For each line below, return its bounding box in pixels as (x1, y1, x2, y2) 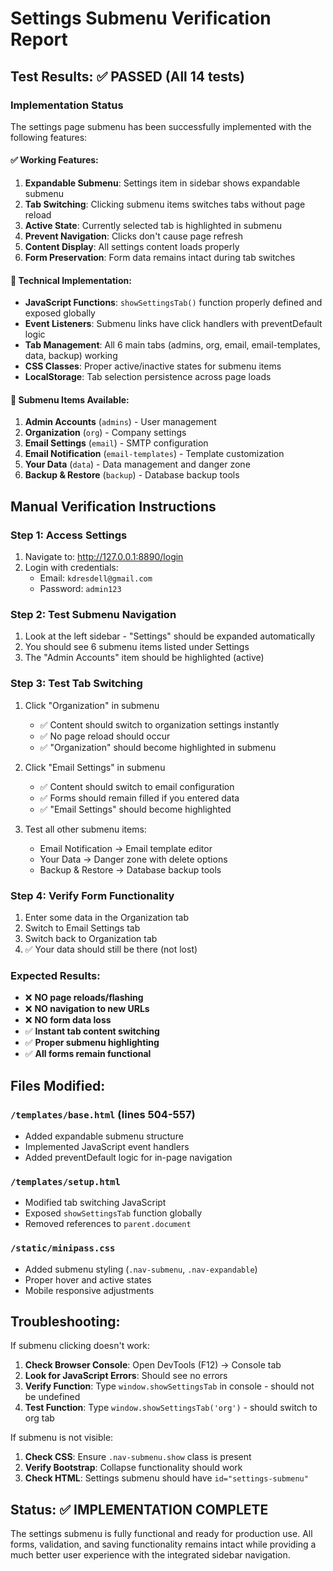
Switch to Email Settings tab (24, 922, 141, 934)
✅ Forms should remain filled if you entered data (39, 792, 240, 804)
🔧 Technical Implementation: (10, 274, 132, 286)
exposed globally (24, 307, 96, 319)
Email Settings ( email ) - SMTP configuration (24, 437, 209, 449)
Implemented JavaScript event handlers (24, 1141, 190, 1153)
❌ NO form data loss (24, 1014, 112, 1026)
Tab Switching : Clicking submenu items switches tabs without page (24, 198, 306, 211)
